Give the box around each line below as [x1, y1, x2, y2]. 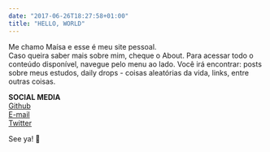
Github [8, 101, 31, 111]
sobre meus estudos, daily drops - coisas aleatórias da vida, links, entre [8, 67, 250, 77]
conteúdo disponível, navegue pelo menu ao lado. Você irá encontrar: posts [8, 59, 263, 69]
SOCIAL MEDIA [8, 92, 61, 102]
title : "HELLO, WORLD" [8, 20, 85, 28]
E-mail [8, 109, 30, 119]
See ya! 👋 [8, 133, 41, 143]
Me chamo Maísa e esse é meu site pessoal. [8, 41, 157, 51]
